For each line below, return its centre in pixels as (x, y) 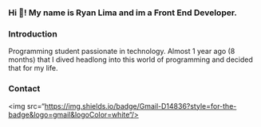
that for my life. (33, 68)
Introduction (33, 33)
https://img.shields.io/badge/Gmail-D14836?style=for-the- (140, 106)
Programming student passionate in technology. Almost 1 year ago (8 (122, 52)
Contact (24, 89)
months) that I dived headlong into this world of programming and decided (130, 60)
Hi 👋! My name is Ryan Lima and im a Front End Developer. (123, 13)
